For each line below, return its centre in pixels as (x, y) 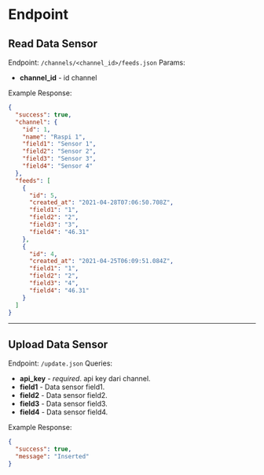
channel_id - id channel (58, 78)
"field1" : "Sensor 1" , (59, 144)
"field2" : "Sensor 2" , (59, 151)
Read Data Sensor (53, 44)
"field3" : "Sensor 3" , (59, 159)
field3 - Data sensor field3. (63, 404)
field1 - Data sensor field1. (62, 387)
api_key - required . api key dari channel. (85, 379)
